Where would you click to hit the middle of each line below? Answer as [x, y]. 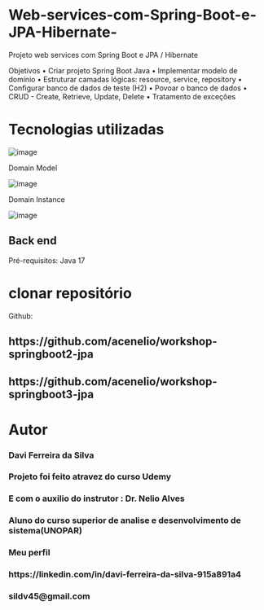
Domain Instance [37, 199]
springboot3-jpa [51, 395]
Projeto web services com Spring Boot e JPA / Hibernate [103, 55]
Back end [33, 241]
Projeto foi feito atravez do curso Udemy [90, 476]
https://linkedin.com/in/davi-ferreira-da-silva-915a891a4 [125, 574]
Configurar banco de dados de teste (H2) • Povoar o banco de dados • [128, 88]
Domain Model [33, 168]
